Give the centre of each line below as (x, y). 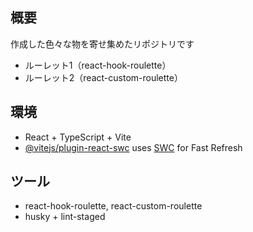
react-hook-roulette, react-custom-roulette (113, 206)
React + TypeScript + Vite (78, 137)
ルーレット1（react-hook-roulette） (98, 65)
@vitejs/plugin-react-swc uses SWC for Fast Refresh (133, 147)
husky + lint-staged (65, 217)
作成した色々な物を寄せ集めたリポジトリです (102, 44)
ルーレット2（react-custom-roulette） (103, 77)
